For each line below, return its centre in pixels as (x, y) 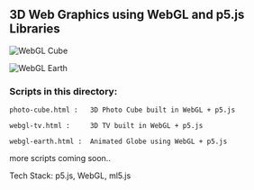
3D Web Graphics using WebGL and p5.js (127, 15)
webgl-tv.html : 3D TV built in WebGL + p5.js (106, 126)
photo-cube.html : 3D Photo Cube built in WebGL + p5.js (122, 110)
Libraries (35, 29)
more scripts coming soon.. (60, 158)
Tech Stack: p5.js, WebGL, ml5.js (70, 176)
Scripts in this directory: (63, 91)
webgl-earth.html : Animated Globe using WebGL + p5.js (118, 142)
